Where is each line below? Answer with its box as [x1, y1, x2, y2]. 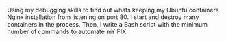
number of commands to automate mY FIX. [7, 27, 128, 36]
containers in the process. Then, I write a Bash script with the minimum [7, 20, 208, 28]
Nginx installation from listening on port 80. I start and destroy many [7, 13, 199, 21]
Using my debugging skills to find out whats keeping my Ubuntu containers [7, 6, 219, 14]
